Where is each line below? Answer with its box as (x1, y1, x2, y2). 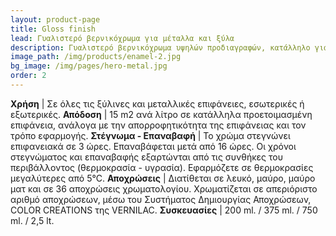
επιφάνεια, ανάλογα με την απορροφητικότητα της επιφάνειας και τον (10, 119, 307, 131)
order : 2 (10, 71, 47, 81)
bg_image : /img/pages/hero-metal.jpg (10, 61, 168, 71)
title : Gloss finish (10, 24, 97, 34)
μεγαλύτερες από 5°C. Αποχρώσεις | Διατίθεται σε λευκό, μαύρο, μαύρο (10, 172, 316, 184)
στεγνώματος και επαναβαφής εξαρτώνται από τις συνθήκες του (10, 151, 283, 163)
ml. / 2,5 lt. (10, 214, 55, 226)
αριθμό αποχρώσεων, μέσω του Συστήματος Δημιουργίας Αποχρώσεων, (10, 193, 312, 205)
